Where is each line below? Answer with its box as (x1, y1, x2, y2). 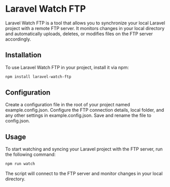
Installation (5, 51, 42, 59)
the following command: (5, 151, 56, 158)
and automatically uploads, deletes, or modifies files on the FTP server (5, 30, 153, 37)
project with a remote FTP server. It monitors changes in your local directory (5, 25, 165, 31)
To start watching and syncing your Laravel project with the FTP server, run (5, 146, 163, 152)
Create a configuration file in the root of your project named (5, 102, 130, 108)
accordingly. (5, 36, 31, 42)
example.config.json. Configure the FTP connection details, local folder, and (5, 107, 164, 113)
